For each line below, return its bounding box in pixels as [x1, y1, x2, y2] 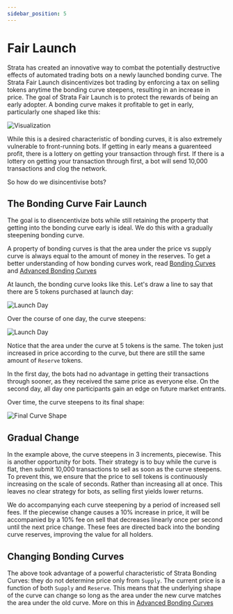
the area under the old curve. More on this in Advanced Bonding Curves [7, 599, 214, 606]
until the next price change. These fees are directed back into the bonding [7, 523, 220, 531]
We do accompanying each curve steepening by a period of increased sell [7, 501, 220, 509]
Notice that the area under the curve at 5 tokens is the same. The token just [7, 342, 224, 350]
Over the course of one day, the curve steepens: [7, 315, 146, 323]
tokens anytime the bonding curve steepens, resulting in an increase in [7, 85, 211, 94]
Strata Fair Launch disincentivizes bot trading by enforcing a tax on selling [7, 78, 220, 86]
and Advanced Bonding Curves [7, 267, 97, 275]
